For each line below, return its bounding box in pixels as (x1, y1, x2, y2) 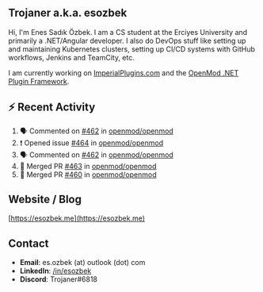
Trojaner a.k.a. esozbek (8, 6, 128, 20)
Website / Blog (8, 193, 82, 206)
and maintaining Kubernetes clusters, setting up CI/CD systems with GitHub (8, 44, 256, 54)
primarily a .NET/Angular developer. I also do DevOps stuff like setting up (8, 36, 246, 45)
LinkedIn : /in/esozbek (19, 266, 92, 276)
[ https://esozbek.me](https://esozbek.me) (8, 213, 145, 223)
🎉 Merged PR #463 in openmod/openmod (19, 161, 157, 171)
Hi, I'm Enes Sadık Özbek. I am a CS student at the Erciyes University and (8, 27, 248, 36)
